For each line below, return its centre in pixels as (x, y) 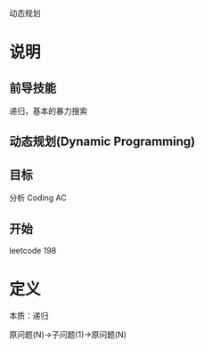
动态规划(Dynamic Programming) (102, 142)
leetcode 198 (33, 251)
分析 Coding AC (38, 198)
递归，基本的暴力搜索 (48, 111)
